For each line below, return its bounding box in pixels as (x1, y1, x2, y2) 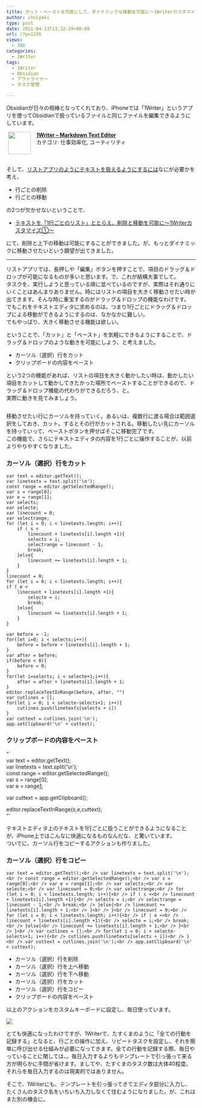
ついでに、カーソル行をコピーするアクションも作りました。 (6, 839, 153, 847)
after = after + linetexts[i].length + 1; (17, 679, 125, 685)
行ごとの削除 (14, 186, 47, 193)
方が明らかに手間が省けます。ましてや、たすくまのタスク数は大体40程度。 (6, 1060, 191, 1067)
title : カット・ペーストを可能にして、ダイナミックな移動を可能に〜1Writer (6, 8, 173, 15)
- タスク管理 (11, 82, 40, 88)
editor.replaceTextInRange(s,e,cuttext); (6, 805, 103, 813)
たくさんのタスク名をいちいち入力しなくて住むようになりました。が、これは (6, 1088, 196, 1095)
